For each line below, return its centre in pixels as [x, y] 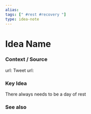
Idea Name [28, 44]
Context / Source [26, 59]
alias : [12, 10]
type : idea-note [22, 19]
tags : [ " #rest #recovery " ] [36, 14]
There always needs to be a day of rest [46, 94]
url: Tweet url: [20, 70]
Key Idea [16, 83]
